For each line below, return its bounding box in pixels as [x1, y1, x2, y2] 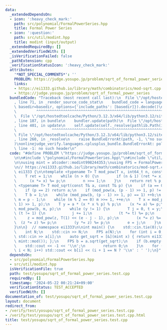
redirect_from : [5, 303, 37, 309]
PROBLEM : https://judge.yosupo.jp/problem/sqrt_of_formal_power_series [14, 77, 166, 82]
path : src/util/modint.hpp [14, 35, 70, 40]
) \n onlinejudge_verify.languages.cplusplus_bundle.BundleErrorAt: [14, 141, 155, 147]
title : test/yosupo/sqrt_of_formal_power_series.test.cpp [5, 317, 128, 323]
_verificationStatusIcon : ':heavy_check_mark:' [9, 63, 110, 68]
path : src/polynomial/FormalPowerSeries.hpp [14, 21, 108, 26]
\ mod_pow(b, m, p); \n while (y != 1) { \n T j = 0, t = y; [14, 206, 162, 212]
